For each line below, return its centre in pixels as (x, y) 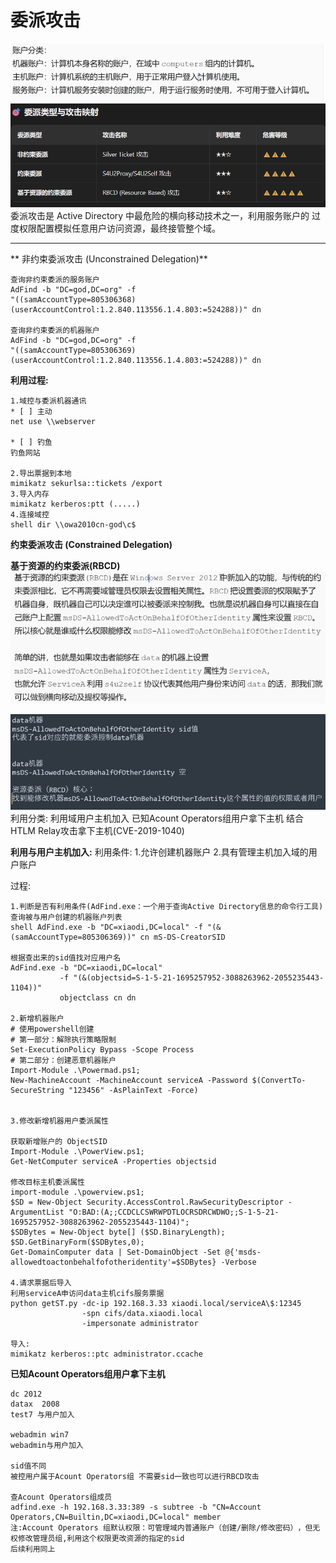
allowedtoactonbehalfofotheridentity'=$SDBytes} (113, 1262)
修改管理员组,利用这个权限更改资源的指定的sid (101, 1539)
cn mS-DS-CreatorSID (182, 937)
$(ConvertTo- (279, 1081)
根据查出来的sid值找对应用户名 (66, 958)
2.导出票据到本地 (41, 473)
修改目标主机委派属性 (47, 1182)
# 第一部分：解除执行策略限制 (63, 1040)
